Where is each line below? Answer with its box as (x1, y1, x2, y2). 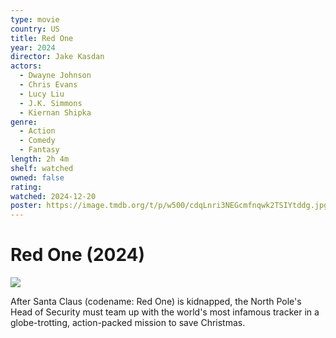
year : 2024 (10, 42, 56, 53)
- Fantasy (19, 145, 60, 155)
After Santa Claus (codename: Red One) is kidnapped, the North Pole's (10, 296, 302, 308)
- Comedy (19, 136, 56, 146)
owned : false (10, 172, 65, 183)
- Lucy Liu (19, 89, 65, 99)
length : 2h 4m (10, 154, 70, 164)
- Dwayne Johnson (19, 71, 92, 81)
